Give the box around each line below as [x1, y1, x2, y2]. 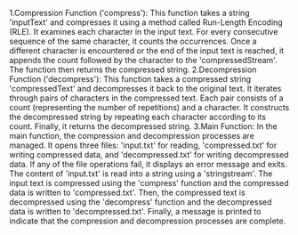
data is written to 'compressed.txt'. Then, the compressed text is [9, 187, 246, 198]
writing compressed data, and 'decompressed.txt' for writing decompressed [9, 150, 289, 159]
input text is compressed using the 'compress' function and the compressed [9, 178, 289, 188]
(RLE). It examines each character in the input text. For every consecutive [9, 27, 278, 36]
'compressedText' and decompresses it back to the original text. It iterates [9, 84, 282, 93]
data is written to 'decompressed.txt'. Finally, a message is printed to [9, 207, 262, 216]
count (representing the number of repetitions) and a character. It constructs [9, 102, 290, 112]
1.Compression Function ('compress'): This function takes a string [9, 8, 251, 18]
